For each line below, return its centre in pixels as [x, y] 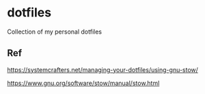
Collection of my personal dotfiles [55, 32]
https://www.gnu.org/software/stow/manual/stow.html [83, 83]
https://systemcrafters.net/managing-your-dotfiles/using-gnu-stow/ [102, 69]
